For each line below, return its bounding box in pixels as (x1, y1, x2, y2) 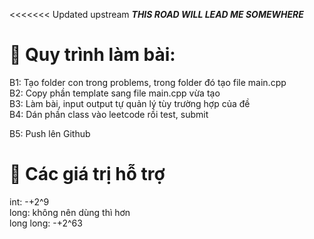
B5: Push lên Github (9, 127, 91, 139)
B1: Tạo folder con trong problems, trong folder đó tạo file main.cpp (9, 76, 287, 88)
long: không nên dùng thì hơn (9, 206, 131, 218)
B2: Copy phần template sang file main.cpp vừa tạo (9, 87, 221, 99)
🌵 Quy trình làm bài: (9, 44, 176, 66)
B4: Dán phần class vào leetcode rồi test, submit (9, 108, 209, 120)
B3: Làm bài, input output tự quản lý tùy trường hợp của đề (9, 97, 251, 109)
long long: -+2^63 (9, 217, 83, 229)
